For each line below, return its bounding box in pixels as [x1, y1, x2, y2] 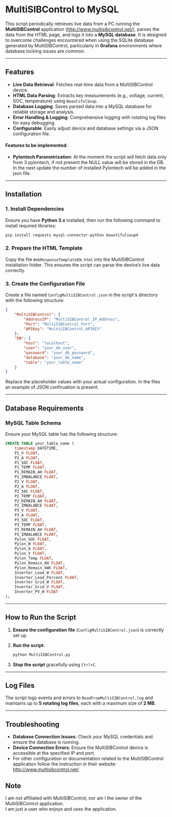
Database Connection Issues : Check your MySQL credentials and [12, 734, 153, 740]
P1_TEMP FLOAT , [14, 465, 47, 470]
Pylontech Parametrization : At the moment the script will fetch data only [12, 153, 167, 160]
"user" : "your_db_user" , [24, 346, 77, 351]
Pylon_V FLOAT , [14, 551, 47, 556]
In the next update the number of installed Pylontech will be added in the [12, 165, 166, 171]
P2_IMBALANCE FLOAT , [14, 503, 58, 508]
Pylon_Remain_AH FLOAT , [14, 560, 66, 565]
